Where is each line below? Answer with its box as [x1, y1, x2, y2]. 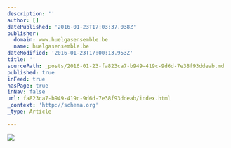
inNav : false [7, 88, 46, 95]
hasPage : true [7, 82, 49, 89]
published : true [7, 69, 55, 76]
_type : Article [7, 108, 52, 115]
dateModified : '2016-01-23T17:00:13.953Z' [7, 50, 133, 57]
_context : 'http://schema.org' [7, 102, 99, 109]
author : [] [7, 17, 39, 24]
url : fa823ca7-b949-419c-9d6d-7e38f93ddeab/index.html [7, 95, 171, 102]
